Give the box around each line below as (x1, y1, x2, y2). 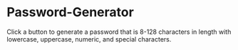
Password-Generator (6, 4, 135, 20)
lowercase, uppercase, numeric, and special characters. (6, 35, 172, 43)
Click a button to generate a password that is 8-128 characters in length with (6, 27, 232, 36)
